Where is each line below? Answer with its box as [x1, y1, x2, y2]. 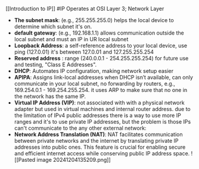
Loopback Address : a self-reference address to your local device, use [14, 42, 188, 49]
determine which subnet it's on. [14, 23, 92, 30]
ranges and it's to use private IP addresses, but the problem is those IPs [14, 118, 191, 125]
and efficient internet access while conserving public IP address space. [14, 150, 190, 157]
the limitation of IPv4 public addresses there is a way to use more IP [14, 112, 181, 119]
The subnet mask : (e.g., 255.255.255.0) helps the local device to [14, 17, 174, 23]
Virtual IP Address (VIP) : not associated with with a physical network [14, 99, 185, 106]
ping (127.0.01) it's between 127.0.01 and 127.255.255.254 [14, 48, 154, 56]
